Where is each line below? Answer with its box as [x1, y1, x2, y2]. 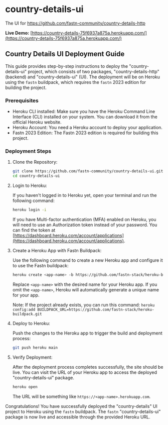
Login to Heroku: [12, 182, 48, 189]
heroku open [12, 384, 38, 389]
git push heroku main [12, 345, 58, 350]
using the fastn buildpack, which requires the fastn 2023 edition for [5, 79, 146, 85]
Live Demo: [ [5, 30, 33, 36]
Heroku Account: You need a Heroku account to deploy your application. [12, 125, 163, 131]
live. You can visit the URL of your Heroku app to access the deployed [12, 369, 157, 375]
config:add [12, 307, 36, 312]
